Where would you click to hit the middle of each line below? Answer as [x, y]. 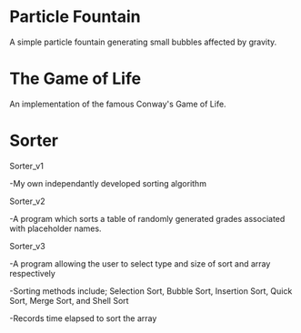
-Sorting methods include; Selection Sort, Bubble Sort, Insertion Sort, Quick [151, 291]
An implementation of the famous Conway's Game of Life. [118, 104]
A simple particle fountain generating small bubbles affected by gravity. [143, 42]
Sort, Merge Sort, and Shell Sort [69, 300]
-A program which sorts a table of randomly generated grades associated [147, 218]
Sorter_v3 [27, 246]
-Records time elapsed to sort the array [83, 318]
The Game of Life [75, 79]
